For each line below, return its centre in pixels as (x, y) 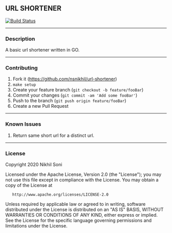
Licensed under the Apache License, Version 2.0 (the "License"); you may (83, 174)
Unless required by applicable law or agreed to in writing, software (76, 204)
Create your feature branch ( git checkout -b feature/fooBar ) (78, 90)
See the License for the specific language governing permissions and (79, 220)
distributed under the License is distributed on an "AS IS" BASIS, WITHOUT (84, 209)
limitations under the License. (36, 226)
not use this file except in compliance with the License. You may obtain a (82, 180)
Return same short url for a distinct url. (53, 135)
